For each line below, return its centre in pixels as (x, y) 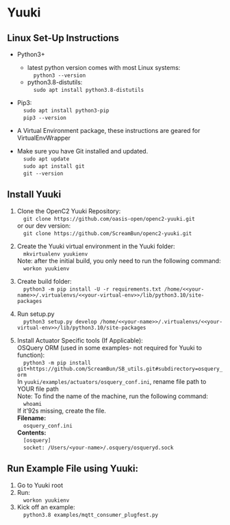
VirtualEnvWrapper (43, 138)
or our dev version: (44, 225)
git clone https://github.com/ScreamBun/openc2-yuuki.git (107, 233)
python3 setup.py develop (60, 321)
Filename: (31, 418)
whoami (33, 404)
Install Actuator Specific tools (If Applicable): (80, 340)
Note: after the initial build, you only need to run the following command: (119, 260)
